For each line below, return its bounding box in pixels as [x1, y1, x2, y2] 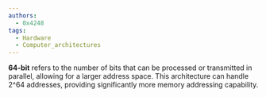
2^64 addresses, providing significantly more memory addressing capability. [8, 80, 259, 90]
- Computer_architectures [15, 41, 102, 49]
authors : [8, 11, 37, 20]
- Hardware [15, 33, 52, 42]
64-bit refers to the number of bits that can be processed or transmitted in [8, 63, 253, 72]
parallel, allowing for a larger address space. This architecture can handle [8, 72, 249, 81]
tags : [8, 26, 26, 34]
